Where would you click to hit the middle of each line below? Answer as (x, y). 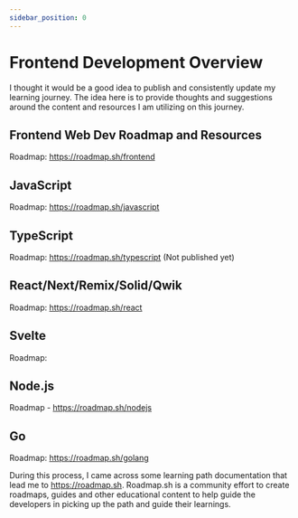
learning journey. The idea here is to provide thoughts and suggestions (141, 97)
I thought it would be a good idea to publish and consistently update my (143, 88)
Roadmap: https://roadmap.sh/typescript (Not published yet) (122, 257)
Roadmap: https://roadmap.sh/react (76, 307)
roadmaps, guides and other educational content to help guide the (132, 494)
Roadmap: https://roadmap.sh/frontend (82, 157)
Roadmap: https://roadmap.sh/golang (79, 458)
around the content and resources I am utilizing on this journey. (127, 107)
